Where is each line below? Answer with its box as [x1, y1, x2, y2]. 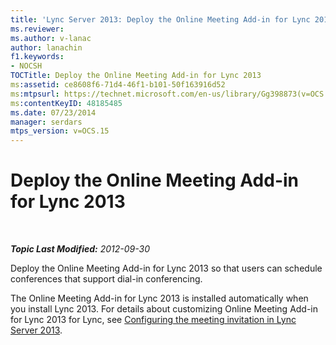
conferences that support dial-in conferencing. [10, 273, 203, 285]
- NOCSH [10, 61, 43, 71]
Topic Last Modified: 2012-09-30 [10, 243, 150, 255]
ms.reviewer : [10, 24, 65, 34]
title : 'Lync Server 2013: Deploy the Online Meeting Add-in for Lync [10, 14, 311, 25]
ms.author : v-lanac [10, 33, 92, 43]
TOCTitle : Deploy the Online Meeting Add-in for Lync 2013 [10, 71, 262, 81]
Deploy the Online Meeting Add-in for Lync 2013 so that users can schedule [10, 262, 323, 275]
